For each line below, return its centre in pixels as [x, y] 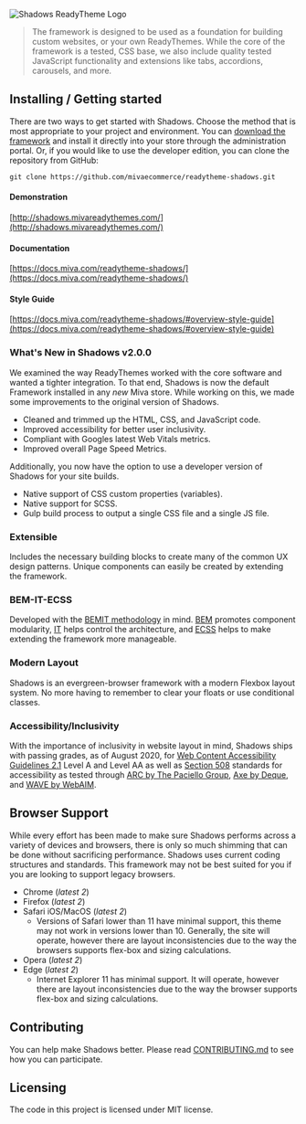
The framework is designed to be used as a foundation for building [157, 32]
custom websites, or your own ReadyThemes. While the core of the [158, 42]
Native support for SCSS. [70, 504]
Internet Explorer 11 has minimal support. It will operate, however [158, 979]
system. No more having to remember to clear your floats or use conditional [152, 692]
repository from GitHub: [54, 160]
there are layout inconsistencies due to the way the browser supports [167, 989]
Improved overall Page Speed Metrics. [95, 449]
